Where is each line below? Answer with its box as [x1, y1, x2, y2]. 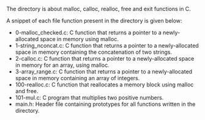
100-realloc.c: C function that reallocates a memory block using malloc [15, 81, 194, 88]
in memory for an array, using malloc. [15, 61, 110, 69]
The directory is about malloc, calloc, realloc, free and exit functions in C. [6, 6, 191, 12]
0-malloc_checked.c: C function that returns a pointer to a [15, 29, 162, 36]
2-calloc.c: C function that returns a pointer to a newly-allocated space [15, 55, 195, 62]
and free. [15, 88, 39, 94]
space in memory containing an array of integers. [15, 75, 140, 81]
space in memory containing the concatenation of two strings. [15, 48, 173, 56]
